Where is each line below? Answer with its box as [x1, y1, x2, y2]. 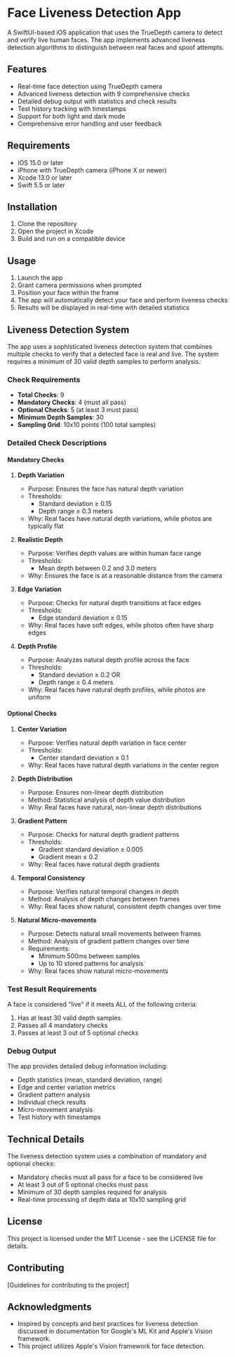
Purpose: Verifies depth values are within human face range [27, 549, 201, 557]
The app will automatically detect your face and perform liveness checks [17, 296, 228, 305]
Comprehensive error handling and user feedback [17, 119, 163, 128]
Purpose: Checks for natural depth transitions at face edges [27, 599, 201, 607]
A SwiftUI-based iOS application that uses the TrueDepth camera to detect [7, 28, 223, 37]
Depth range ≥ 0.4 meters [38, 678, 114, 687]
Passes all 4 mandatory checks [17, 1021, 108, 1029]
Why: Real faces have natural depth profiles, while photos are [27, 686, 206, 694]
